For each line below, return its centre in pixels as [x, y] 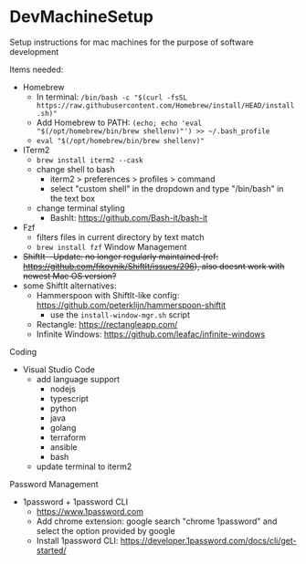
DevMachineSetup [81, 17]
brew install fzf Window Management [111, 246]
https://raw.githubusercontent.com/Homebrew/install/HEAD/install [165, 105]
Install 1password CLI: [77, 540]
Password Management [54, 484]
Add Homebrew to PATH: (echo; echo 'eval [119, 122]
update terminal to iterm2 [84, 466]
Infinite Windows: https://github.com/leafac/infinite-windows [151, 334]
